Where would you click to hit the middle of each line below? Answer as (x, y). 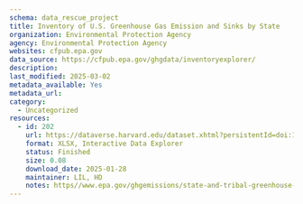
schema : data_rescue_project (64, 18)
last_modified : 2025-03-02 (60, 77)
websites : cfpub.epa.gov (56, 51)
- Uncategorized (48, 110)
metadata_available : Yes (56, 85)
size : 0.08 (46, 160)
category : (28, 102)
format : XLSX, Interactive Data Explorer (104, 144)
